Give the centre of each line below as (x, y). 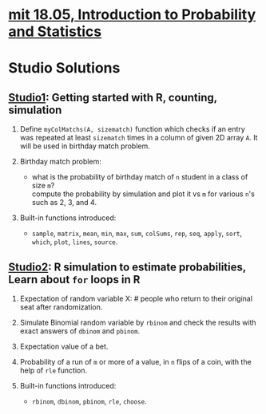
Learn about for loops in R (74, 280)
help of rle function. (54, 370)
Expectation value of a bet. (64, 346)
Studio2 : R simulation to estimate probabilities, (127, 267)
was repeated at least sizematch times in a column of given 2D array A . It (139, 138)
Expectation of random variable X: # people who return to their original (136, 298)
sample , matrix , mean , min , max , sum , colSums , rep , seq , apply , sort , (137, 234)
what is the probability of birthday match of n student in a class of (140, 177)
